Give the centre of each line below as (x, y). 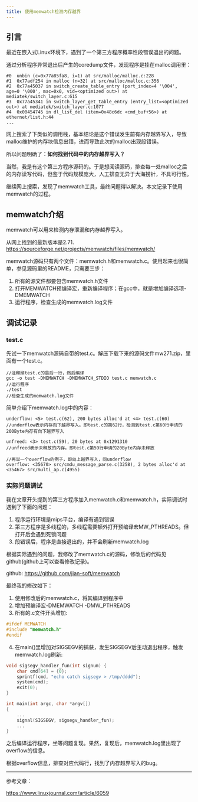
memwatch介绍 (35, 214)
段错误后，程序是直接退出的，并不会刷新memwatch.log (82, 542)
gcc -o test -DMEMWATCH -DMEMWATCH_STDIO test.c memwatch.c (82, 378)
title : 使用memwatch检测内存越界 (44, 12)
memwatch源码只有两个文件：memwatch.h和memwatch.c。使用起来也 (92, 261)
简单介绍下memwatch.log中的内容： (50, 407)
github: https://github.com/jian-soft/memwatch (63, 573)
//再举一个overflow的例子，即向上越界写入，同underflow (69, 459)
